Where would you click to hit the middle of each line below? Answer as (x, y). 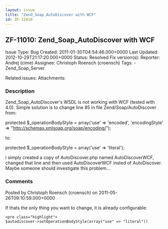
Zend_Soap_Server (25, 68)
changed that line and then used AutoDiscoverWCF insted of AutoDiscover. (83, 163)
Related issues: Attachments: (35, 78)
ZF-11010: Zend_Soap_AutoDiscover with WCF (80, 40)
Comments (19, 181)
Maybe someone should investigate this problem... (58, 168)
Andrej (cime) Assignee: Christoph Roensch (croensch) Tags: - (71, 63)
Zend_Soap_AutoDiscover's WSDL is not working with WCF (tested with (80, 102)
